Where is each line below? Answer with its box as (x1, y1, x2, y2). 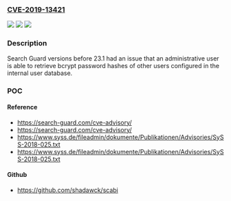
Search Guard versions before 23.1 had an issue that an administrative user (7, 54, 219, 63)
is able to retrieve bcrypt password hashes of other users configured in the (7, 61, 220, 70)
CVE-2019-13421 (7, 5, 65, 14)
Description (7, 39, 47, 48)
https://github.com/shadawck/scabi (16, 186, 118, 194)
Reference (7, 103, 38, 112)
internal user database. (7, 69, 73, 77)
